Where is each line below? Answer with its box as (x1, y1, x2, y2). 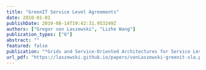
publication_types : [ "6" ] (6, 32, 72, 38)
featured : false (6, 43, 48, 49)
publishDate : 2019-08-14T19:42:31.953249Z (6, 20, 116, 26)
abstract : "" (6, 37, 40, 43)
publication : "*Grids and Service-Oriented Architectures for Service (6, 49, 191, 55)
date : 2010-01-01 (6, 15, 51, 21)
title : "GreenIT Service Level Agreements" (6, 9, 120, 15)
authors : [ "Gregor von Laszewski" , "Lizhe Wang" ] (6, 26, 136, 32)
